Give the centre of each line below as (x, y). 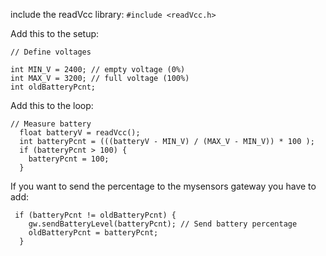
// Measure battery (51, 124)
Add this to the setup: (55, 33)
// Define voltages (51, 52)
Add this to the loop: (52, 105)
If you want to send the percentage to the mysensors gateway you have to (163, 186)
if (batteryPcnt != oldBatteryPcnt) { (95, 215)
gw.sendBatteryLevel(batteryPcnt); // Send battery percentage (163, 224)
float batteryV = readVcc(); (80, 133)
